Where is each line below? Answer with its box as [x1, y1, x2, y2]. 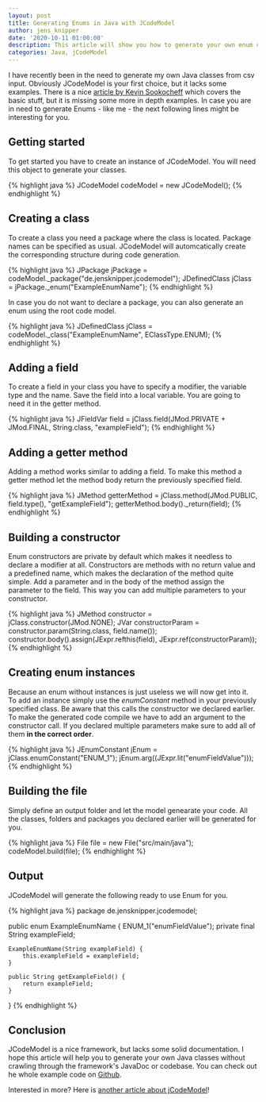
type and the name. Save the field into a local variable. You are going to [8, 391, 241, 400]
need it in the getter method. [8, 399, 101, 409]
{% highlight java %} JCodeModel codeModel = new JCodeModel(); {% [8, 180, 243, 190]
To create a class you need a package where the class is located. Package [8, 233, 252, 242]
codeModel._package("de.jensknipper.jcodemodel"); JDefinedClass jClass [8, 273, 252, 283]
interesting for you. [8, 113, 70, 121]
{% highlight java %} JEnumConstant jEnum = [8, 744, 158, 754]
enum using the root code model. [8, 306, 116, 315]
